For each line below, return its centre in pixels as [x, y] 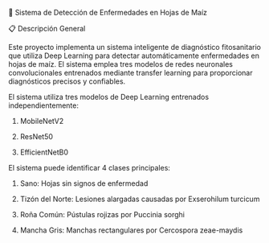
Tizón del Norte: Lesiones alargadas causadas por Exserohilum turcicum [140, 199]
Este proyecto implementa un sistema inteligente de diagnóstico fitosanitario [134, 47]
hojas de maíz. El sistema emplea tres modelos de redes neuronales [120, 64]
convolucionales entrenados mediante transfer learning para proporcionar [130, 73]
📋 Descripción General [47, 29]
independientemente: [43, 105]
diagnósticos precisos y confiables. [67, 81]
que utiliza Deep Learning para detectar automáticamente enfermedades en [134, 56]
